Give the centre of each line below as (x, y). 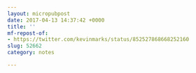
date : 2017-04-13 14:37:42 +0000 (56, 20)
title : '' (22, 26)
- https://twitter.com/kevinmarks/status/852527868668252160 (98, 40)
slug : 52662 (24, 46)
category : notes (31, 53)
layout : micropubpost (39, 14)
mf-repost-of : (28, 33)
